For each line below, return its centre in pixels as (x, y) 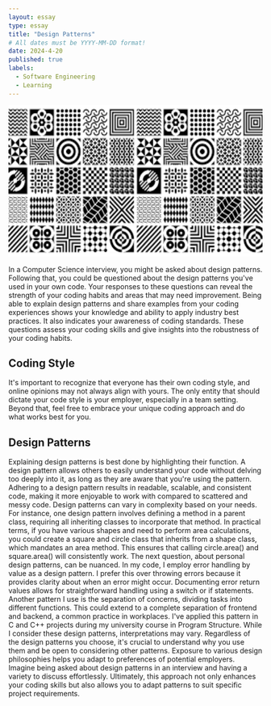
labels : (21, 69)
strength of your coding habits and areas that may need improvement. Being (135, 295)
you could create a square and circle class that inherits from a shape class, (133, 539)
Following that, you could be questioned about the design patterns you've (131, 278)
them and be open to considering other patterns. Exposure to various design (135, 651)
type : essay (28, 25)
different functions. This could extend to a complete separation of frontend (133, 608)
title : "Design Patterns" (52, 34)
